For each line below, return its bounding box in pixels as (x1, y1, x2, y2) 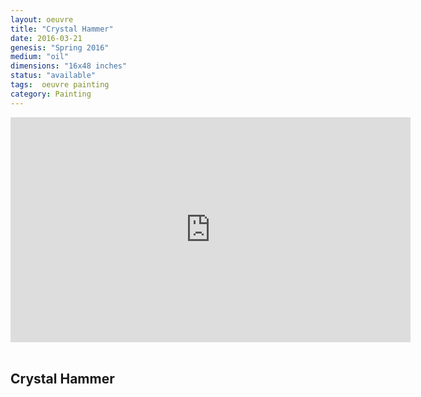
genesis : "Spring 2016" (10, 42, 110, 53)
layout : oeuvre (10, 14, 74, 25)
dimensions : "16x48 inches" (10, 61, 128, 71)
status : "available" (10, 71, 97, 81)
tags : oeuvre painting (10, 80, 110, 90)
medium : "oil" (10, 52, 70, 62)
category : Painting (10, 89, 92, 99)
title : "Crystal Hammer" (10, 24, 114, 34)
